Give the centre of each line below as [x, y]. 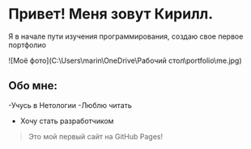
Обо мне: [33, 86]
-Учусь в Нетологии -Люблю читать [70, 105]
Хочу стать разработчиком [67, 121]
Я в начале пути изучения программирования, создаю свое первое [126, 36]
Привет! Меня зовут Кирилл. [111, 14]
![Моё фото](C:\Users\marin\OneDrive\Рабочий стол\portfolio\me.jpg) [125, 60]
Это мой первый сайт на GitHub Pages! [96, 136]
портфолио [28, 44]
